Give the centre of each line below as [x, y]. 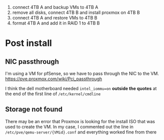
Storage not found [34, 109]
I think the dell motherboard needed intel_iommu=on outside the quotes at [81, 88]
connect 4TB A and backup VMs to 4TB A [55, 7]
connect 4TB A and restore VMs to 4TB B [55, 18]
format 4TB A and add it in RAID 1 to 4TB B [56, 23]
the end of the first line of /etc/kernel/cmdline [53, 94]
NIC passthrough [32, 62]
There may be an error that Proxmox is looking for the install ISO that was [80, 121]
